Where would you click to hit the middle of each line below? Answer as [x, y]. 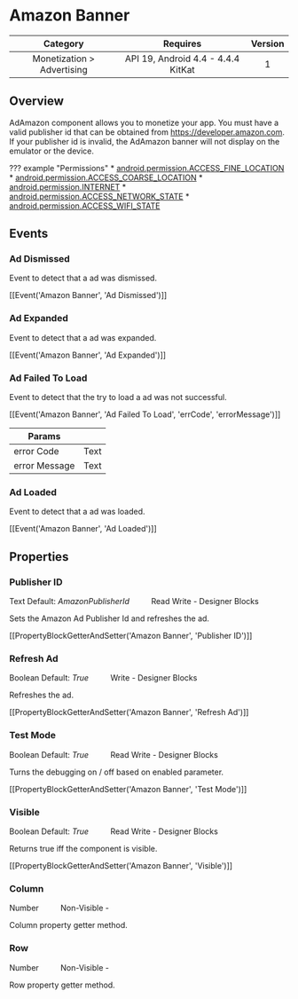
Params [44, 437]
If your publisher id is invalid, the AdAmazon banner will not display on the [145, 141]
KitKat [182, 69]
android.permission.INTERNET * [68, 186]
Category [63, 43]
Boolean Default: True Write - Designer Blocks [103, 678]
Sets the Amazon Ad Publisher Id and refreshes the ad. [110, 618]
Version [267, 43]
